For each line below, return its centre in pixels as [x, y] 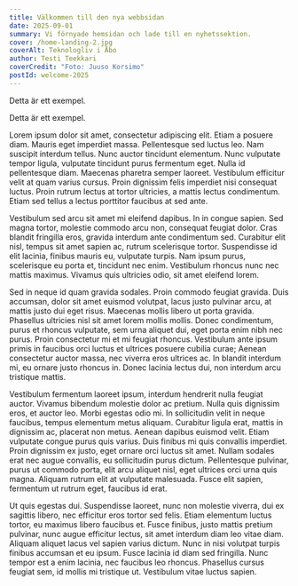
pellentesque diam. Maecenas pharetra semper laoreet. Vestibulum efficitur [147, 172]
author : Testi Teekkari [53, 59]
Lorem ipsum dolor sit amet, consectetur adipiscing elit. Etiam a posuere [141, 135]
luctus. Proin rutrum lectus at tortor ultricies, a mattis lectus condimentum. [145, 191]
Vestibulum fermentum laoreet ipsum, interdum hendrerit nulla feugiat [136, 394]
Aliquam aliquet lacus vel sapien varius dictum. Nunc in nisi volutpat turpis [145, 543]
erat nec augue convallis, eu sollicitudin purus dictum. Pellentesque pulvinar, [149, 460]
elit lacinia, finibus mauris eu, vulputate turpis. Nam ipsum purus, [128, 256]
